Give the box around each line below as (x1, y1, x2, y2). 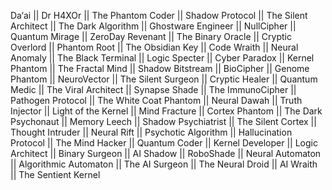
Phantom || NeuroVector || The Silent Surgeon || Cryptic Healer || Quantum (10, 73, 318, 85)
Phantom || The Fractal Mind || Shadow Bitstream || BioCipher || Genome (10, 63, 310, 74)
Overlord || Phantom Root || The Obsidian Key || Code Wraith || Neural (10, 41, 299, 53)
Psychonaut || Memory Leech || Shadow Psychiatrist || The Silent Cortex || (10, 116, 317, 127)
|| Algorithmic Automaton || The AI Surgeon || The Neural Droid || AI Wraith (10, 158, 318, 170)
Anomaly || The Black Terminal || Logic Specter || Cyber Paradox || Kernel (10, 52, 315, 64)
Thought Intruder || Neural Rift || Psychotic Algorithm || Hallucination (10, 126, 293, 138)
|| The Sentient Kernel (10, 169, 101, 180)
